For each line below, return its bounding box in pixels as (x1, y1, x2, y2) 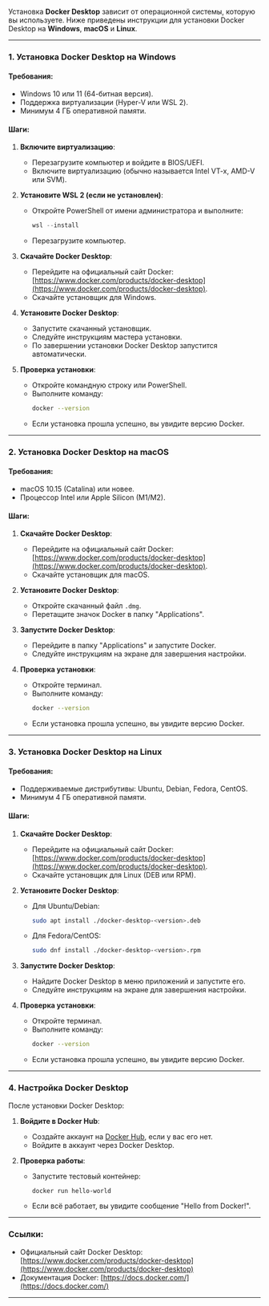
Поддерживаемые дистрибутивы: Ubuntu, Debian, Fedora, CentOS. (19, 784, 248, 793)
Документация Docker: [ (19, 1272, 104, 1282)
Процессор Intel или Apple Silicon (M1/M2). (19, 493, 166, 502)
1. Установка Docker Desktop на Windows (8, 51, 176, 63)
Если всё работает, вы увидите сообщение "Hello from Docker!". (31, 1201, 251, 1211)
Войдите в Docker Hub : (19, 1116, 100, 1126)
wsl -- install (31, 221, 79, 229)
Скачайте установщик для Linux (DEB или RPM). (31, 870, 196, 879)
